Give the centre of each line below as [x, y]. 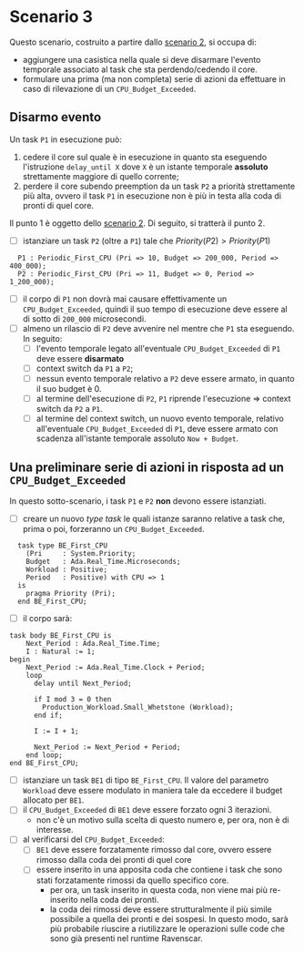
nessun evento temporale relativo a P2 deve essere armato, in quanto [165, 379]
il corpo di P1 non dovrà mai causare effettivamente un [125, 299]
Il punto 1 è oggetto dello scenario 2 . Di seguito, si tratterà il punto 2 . [137, 223]
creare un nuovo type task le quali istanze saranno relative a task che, [153, 519]
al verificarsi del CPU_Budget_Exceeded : [94, 839]
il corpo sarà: [47, 619]
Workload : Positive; [66, 570]
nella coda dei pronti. [120, 899]
